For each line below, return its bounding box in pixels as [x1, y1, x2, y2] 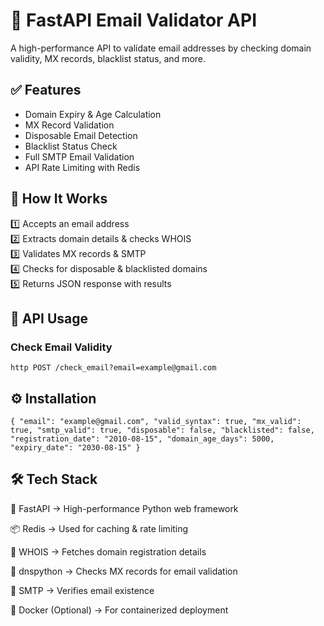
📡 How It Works [10, 190, 108, 208]
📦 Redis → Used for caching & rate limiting [10, 522, 189, 534]
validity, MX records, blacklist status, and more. [10, 52, 207, 64]
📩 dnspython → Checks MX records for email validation [10, 565, 238, 577]
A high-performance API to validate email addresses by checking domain [10, 42, 312, 54]
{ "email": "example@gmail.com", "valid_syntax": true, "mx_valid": [10, 417, 302, 427]
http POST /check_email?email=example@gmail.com [10, 363, 217, 373]
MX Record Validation [24, 119, 115, 131]
